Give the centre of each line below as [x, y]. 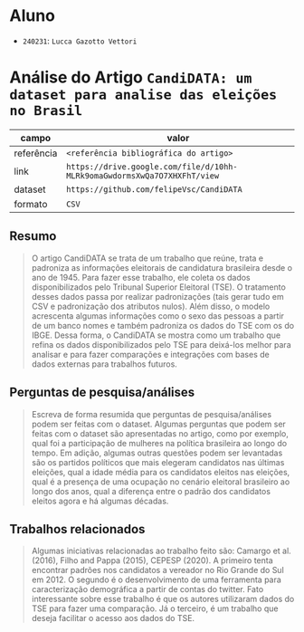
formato [31, 204]
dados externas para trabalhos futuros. [104, 364]
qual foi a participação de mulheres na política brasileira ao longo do [159, 443]
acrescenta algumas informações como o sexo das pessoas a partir [158, 316]
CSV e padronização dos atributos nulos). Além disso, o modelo [151, 306]
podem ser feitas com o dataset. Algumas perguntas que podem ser [159, 424]
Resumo [33, 236]
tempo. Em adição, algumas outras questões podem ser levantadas [157, 453]
